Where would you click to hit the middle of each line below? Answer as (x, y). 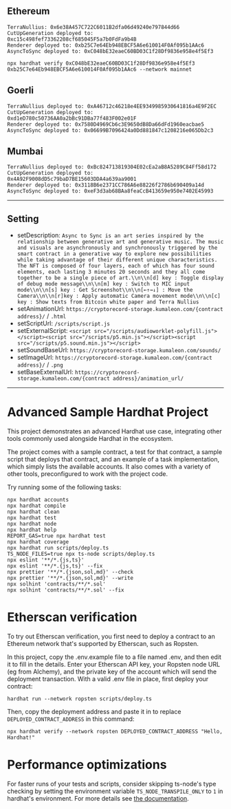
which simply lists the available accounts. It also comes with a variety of (109, 466)
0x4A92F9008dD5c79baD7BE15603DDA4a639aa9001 (72, 179)
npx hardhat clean (33, 512)
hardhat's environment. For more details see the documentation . (98, 799)
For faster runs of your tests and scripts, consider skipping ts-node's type (112, 784)
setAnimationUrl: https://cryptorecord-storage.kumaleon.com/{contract (120, 309)
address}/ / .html (42, 316)
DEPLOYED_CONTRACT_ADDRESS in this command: (71, 719)
